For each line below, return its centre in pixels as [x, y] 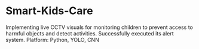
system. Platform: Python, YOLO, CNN [52, 40]
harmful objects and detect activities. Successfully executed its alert [90, 33]
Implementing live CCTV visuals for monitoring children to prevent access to [99, 27]
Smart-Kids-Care [49, 11]
